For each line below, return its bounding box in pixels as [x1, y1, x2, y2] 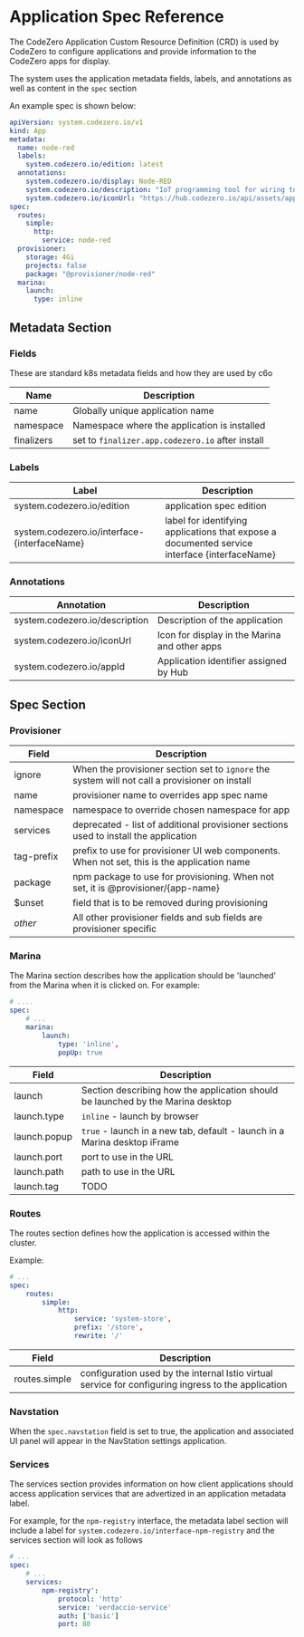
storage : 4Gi [25, 252, 75, 262]
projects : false [25, 261, 88, 270]
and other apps [157, 640, 223, 653]
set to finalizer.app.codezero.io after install [71, 433, 264, 446]
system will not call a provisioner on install [71, 775, 252, 787]
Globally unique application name [71, 404, 214, 417]
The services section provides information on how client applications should [9, 1478, 294, 1489]
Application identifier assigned [157, 655, 288, 668]
